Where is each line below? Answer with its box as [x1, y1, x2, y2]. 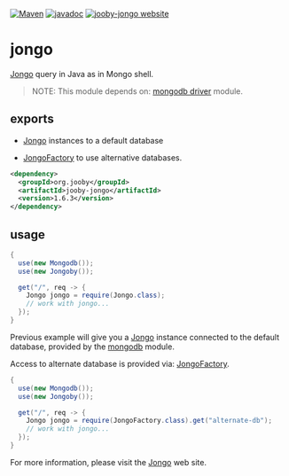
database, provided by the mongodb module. [10, 341, 176, 352]
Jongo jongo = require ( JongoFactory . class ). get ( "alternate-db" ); [26, 417, 273, 425]
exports [10, 112, 54, 127]
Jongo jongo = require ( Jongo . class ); [26, 291, 166, 300]
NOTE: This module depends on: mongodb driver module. [31, 85, 243, 97]
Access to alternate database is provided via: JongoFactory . [10, 358, 230, 369]
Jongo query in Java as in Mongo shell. [10, 68, 154, 79]
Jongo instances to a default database [22, 135, 164, 145]
